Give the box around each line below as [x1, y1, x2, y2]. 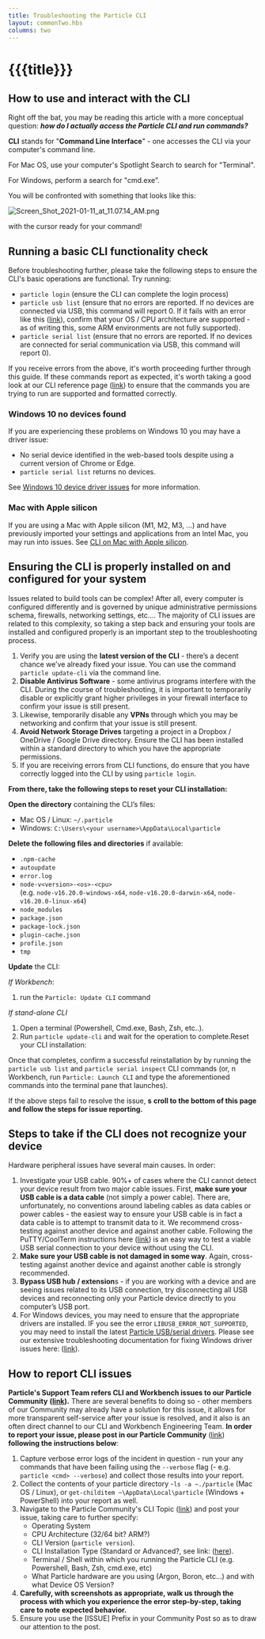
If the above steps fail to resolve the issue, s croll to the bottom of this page [8, 1096, 257, 1105]
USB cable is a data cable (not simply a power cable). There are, [19, 1192, 231, 1202]
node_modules [19, 906, 63, 914]
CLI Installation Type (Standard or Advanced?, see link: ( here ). [31, 1546, 234, 1556]
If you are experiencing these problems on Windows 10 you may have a [8, 427, 241, 436]
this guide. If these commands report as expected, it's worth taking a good [8, 372, 252, 382]
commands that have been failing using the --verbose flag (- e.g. [19, 1462, 231, 1472]
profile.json [19, 939, 63, 947]
